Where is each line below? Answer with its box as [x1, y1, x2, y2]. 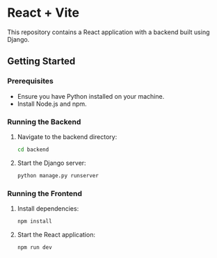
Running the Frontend [7, 188, 82, 198]
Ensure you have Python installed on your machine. [17, 92, 165, 100]
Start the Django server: [17, 159, 86, 167]
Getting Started [7, 56, 76, 67]
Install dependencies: [17, 204, 79, 213]
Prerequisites [7, 76, 54, 86]
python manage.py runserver [17, 172, 99, 179]
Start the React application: [17, 230, 96, 239]
